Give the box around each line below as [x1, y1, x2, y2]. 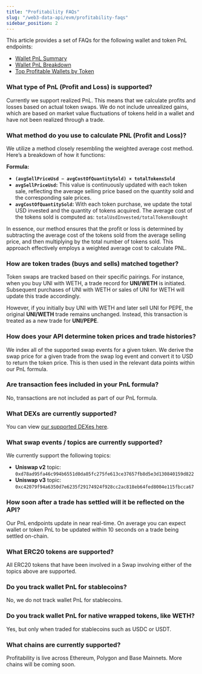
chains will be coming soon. [6, 661, 76, 668]
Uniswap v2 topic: [15, 464, 62, 471]
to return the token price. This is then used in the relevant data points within [6, 358, 195, 366]
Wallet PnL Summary [15, 55, 68, 62]
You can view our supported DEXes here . [6, 423, 109, 431]
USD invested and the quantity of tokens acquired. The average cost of [15, 206, 193, 214]
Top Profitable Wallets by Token [15, 68, 95, 75]
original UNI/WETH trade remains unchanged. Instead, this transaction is [6, 311, 188, 318]
